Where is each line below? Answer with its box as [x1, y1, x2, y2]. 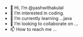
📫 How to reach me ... [10, 26, 57, 32]
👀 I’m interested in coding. [10, 10, 64, 16]
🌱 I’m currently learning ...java [10, 15, 72, 21]
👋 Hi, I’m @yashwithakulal [10, 5, 64, 10]
